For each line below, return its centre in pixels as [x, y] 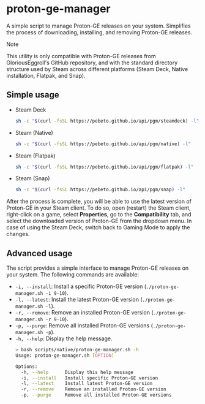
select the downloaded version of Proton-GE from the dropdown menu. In [99, 221]
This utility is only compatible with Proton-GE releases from [81, 56]
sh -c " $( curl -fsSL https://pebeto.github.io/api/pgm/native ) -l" [103, 144]
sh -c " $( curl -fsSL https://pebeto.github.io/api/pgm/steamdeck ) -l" [107, 121]
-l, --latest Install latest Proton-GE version [87, 384]
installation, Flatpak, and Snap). [46, 75]
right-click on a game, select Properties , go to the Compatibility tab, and [99, 215]
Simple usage [33, 95]
